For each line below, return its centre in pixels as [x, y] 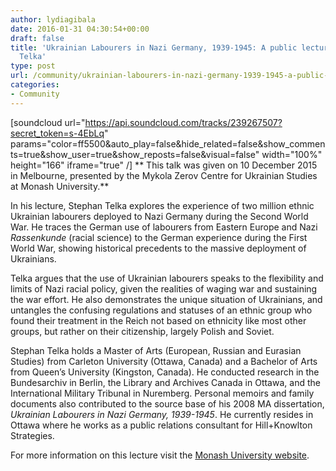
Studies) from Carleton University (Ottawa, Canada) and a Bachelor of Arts [164, 361]
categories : [35, 85]
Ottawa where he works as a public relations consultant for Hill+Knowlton [161, 425]
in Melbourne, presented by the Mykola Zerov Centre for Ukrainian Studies [164, 175]
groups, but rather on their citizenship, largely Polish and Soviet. [142, 331]
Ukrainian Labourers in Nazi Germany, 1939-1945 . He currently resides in [162, 414]
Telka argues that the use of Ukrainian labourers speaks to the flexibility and [167, 278]
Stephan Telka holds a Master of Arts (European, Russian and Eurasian [156, 350]
